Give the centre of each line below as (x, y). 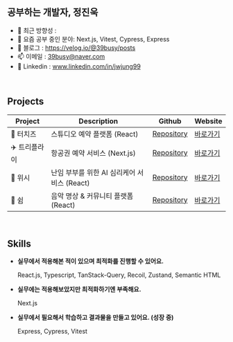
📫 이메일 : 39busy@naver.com (61, 56)
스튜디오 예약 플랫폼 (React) (95, 134)
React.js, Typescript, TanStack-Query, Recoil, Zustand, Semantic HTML (119, 275)
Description (98, 121)
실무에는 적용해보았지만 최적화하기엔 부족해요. (79, 289)
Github (170, 121)
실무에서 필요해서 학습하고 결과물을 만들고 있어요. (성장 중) (95, 318)
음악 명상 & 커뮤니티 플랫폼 (92, 196)
